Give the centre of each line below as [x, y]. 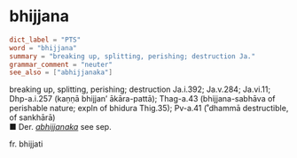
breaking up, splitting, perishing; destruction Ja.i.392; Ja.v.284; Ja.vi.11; [140, 89]
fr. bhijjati [26, 144]
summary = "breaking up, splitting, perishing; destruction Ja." [132, 56]
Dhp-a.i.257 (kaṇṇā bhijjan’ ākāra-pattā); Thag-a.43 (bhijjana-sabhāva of [143, 99]
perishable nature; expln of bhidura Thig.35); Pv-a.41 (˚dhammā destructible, [149, 109]
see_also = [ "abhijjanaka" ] [61, 72]
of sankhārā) [32, 117]
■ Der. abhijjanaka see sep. [61, 127]
